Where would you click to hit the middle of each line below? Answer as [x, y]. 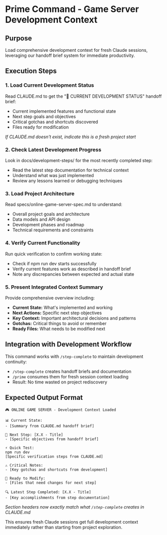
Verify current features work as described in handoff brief [72, 269]
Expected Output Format [44, 398]
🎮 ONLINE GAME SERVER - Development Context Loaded [61, 410]
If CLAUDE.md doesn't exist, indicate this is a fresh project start [71, 137]
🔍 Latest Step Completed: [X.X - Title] [48, 492]
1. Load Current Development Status [50, 85]
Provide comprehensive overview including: [50, 298]
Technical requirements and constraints [53, 230]
